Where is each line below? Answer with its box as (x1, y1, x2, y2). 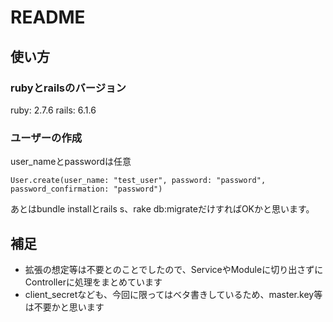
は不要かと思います (24, 301, 105, 313)
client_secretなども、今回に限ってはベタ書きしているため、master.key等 (24, 288, 323, 300)
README (10, 6, 86, 29)
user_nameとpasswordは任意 (10, 156, 132, 168)
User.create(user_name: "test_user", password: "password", (10, 176, 267, 186)
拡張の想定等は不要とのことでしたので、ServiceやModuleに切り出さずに (24, 263, 324, 275)
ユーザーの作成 (10, 131, 83, 145)
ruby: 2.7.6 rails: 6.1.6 (10, 104, 97, 116)
